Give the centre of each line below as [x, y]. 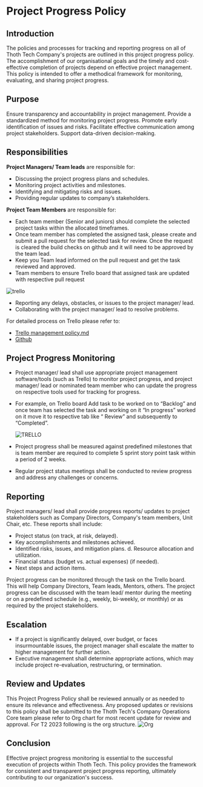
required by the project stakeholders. [52, 606]
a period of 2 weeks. [41, 459]
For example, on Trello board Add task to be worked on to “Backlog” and [105, 403]
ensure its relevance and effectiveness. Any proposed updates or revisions [100, 705]
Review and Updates [46, 684]
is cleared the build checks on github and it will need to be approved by [104, 247]
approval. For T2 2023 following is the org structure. [72, 724]
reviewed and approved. [45, 266]
